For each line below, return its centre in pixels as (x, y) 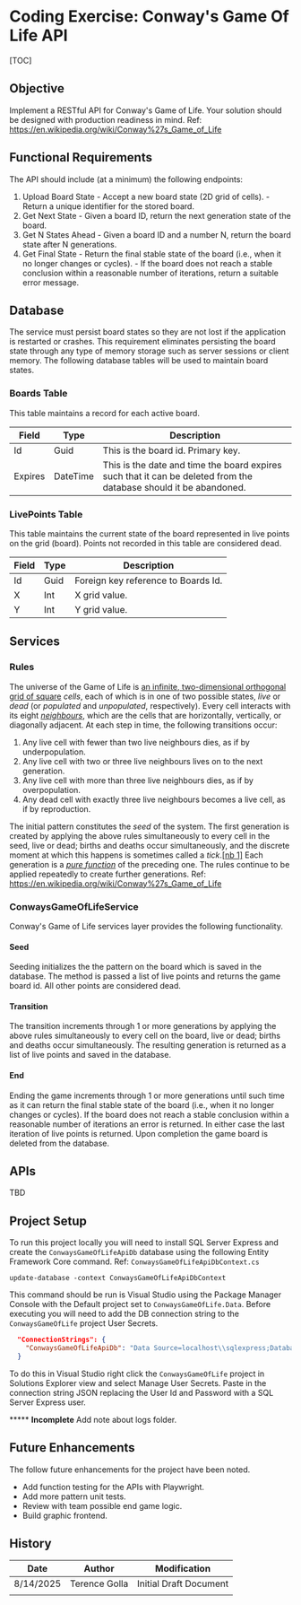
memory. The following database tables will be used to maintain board (139, 361)
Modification (183, 1569)
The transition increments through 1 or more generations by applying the (143, 1026)
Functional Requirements (81, 157)
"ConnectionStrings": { (61, 1340)
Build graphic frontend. (64, 1515)
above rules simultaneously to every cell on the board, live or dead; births (145, 1036)
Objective (37, 88)
